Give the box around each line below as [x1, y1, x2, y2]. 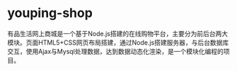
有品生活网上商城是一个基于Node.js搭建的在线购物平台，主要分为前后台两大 [7, 29, 229, 38]
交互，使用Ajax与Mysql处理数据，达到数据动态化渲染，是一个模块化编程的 [7, 47, 224, 55]
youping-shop [7, 5, 93, 21]
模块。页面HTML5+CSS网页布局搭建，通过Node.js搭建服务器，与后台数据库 [7, 38, 229, 47]
